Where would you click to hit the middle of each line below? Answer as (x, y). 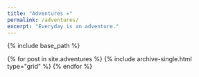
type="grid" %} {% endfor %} (50, 67)
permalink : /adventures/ (43, 20)
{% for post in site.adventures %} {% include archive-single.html (99, 59)
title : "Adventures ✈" (40, 13)
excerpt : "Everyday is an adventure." (63, 26)
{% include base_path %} (44, 46)
